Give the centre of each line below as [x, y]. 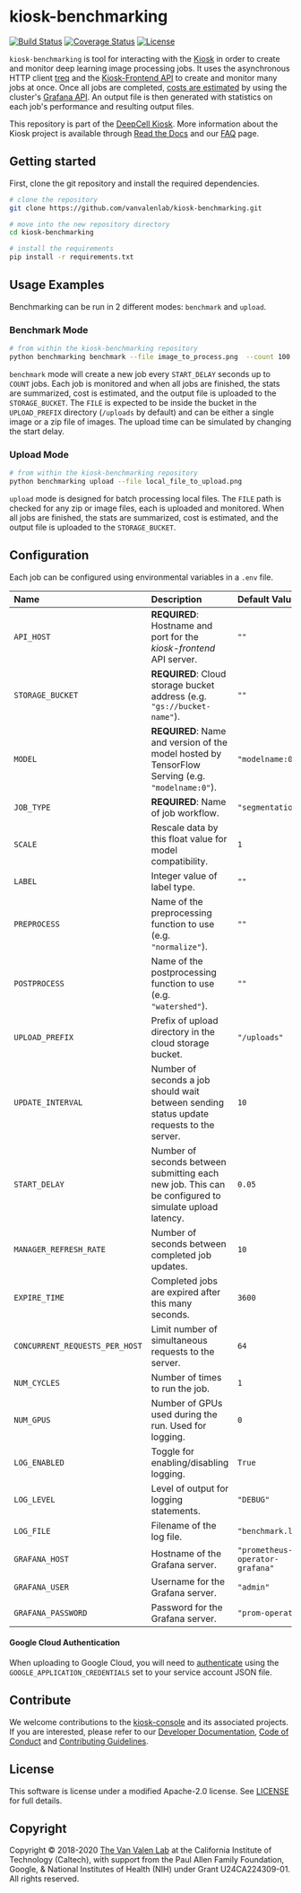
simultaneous [179, 1340]
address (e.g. [179, 696]
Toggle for [173, 1451]
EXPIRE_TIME [39, 1297]
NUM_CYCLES [37, 1383]
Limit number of [184, 1328]
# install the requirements [62, 249]
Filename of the [184, 1525]
